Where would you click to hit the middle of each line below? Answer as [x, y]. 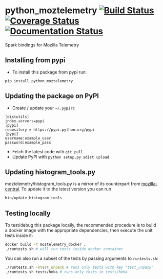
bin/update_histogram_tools [34, 198]
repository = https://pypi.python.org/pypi [50, 130]
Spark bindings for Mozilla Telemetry [42, 45]
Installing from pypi [35, 60]
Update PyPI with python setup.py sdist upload [61, 157]
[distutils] [17, 117]
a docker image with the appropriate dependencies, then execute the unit [79, 231]
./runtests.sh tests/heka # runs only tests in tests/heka [66, 272]
